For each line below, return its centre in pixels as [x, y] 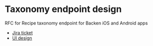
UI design [22, 38]
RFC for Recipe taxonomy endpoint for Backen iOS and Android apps [76, 23]
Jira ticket [22, 32]
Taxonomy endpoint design [63, 9]
